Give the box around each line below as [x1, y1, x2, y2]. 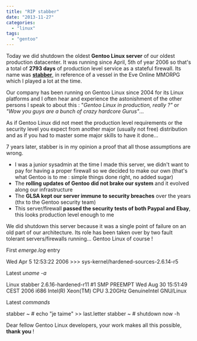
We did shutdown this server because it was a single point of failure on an [6, 223, 186, 229]
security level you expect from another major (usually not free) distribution [6, 125, 188, 132]
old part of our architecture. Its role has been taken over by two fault [6, 229, 173, 236]
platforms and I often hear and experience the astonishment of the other [6, 95, 182, 102]
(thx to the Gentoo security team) [14, 199, 96, 206]
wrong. [6, 150, 24, 157]
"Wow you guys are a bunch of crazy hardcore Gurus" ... [6, 108, 144, 115]
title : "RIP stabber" [6, 8, 60, 15]
